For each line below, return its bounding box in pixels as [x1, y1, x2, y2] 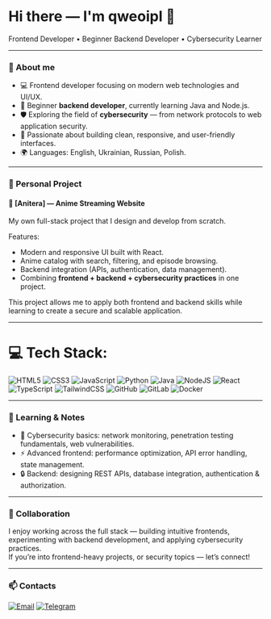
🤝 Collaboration [8, 508, 71, 519]
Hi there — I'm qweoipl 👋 [8, 7, 176, 26]
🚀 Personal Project [8, 178, 82, 190]
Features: [8, 232, 40, 241]
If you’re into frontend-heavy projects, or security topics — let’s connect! [8, 552, 251, 562]
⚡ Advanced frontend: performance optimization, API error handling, [19, 448, 248, 458]
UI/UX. [19, 92, 43, 102]
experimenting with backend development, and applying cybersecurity [8, 534, 244, 544]
